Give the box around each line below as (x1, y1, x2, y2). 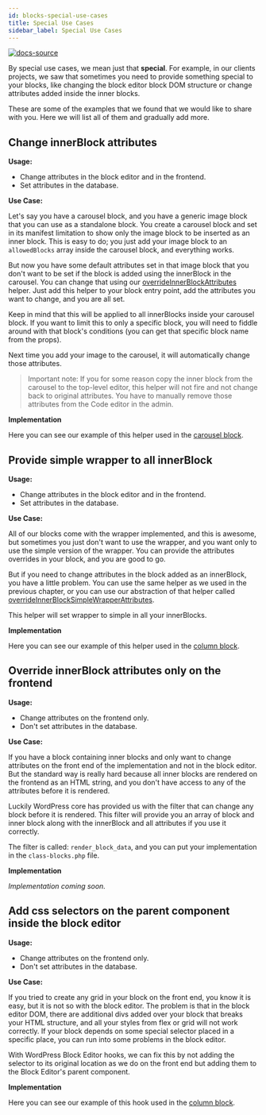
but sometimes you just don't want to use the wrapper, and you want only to (8, 538, 257, 546)
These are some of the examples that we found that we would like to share (8, 104, 253, 114)
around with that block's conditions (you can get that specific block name (8, 326, 249, 336)
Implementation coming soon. (8, 881, 106, 890)
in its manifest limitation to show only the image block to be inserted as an (8, 228, 250, 238)
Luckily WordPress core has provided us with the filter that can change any (8, 801, 254, 811)
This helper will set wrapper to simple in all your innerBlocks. (8, 611, 207, 619)
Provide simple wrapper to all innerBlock (8, 453, 213, 467)
